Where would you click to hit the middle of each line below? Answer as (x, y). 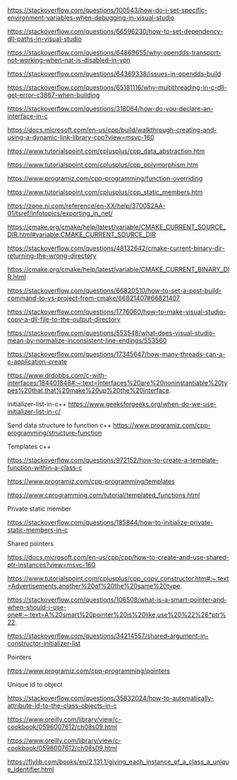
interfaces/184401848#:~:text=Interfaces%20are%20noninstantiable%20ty (117, 383)
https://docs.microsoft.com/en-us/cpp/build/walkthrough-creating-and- (112, 130)
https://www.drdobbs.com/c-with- (57, 375)
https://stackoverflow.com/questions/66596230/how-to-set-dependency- (115, 31)
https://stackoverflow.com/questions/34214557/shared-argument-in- (108, 636)
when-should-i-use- (37, 607)
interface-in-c (28, 116)
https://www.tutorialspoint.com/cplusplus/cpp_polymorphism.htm (103, 165)
